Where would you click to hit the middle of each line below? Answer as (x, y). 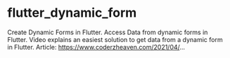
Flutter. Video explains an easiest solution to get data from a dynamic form (115, 39)
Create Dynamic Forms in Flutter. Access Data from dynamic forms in (108, 32)
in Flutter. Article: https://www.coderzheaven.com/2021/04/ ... (96, 47)
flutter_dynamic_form (72, 13)
